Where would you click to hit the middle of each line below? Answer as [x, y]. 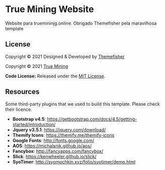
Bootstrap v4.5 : [29, 119]
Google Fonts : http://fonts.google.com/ [53, 140]
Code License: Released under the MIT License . [55, 76]
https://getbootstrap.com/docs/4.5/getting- [92, 119]
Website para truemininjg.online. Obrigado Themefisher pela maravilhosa [81, 23]
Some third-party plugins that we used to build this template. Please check [82, 104]
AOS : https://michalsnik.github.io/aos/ [52, 146]
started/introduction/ [34, 124]
